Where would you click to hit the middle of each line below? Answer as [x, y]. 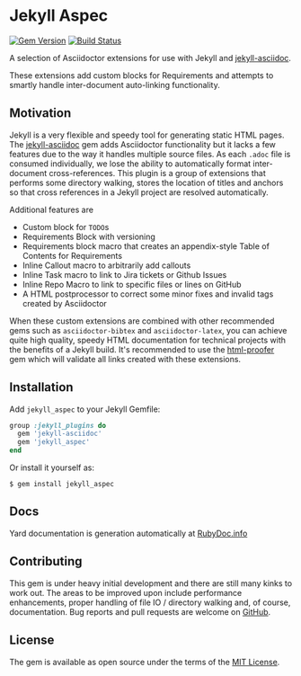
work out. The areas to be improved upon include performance [126, 592]
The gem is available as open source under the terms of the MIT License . [145, 662]
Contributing [46, 561]
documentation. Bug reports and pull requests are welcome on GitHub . [140, 611]
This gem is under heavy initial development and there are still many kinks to [151, 583]
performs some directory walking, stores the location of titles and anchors [146, 182]
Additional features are [52, 209]
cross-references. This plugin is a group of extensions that [158, 173]
